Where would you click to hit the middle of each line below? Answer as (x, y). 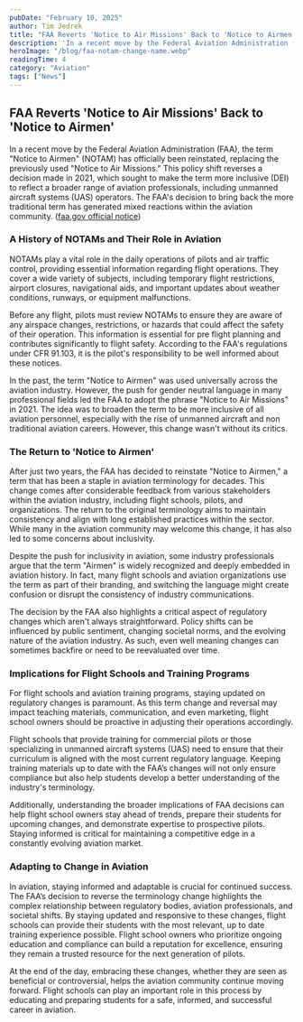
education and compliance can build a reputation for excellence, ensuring (146, 943)
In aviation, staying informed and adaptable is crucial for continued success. (151, 887)
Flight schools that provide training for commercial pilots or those (131, 739)
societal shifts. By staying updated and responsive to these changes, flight (148, 915)
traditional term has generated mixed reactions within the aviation (131, 206)
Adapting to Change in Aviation (79, 867)
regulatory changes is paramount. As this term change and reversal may (143, 703)
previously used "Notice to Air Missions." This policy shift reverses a (136, 168)
